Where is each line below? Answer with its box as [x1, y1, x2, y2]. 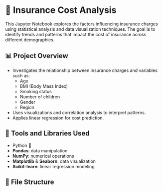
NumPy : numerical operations [12, 153, 74, 159]
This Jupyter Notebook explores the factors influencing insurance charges [5, 21, 158, 27]
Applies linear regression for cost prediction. [12, 115, 104, 121]
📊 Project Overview [5, 52, 68, 60]
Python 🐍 [12, 142, 31, 148]
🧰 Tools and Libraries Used [5, 129, 90, 138]
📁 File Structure [5, 178, 54, 186]
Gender [19, 99, 36, 105]
